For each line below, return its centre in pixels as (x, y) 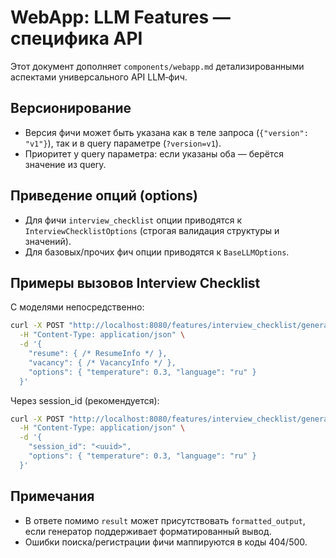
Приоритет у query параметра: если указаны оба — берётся (154, 153)
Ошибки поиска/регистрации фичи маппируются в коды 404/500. (166, 542)
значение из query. (65, 164)
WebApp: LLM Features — (120, 17)
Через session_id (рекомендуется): (85, 400)
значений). (48, 241)
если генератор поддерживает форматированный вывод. (148, 531)
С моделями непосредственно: (77, 307)
